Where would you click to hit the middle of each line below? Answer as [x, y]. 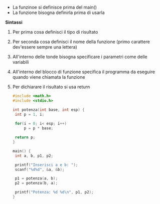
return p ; [25, 137]
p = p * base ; [39, 128]
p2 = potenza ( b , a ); [36, 183]
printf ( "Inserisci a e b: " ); [46, 165]
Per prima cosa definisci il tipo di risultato [55, 32]
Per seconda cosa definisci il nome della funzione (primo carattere [81, 42]
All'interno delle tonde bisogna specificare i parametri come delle [80, 57]
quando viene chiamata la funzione [49, 77]
